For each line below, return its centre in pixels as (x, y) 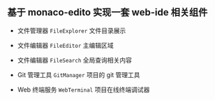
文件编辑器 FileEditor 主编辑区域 (65, 45)
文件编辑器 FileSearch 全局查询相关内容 (75, 60)
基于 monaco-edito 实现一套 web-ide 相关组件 (107, 12)
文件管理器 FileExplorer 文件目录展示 (72, 31)
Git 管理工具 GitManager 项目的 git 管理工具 (79, 74)
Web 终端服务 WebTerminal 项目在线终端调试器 (83, 90)
